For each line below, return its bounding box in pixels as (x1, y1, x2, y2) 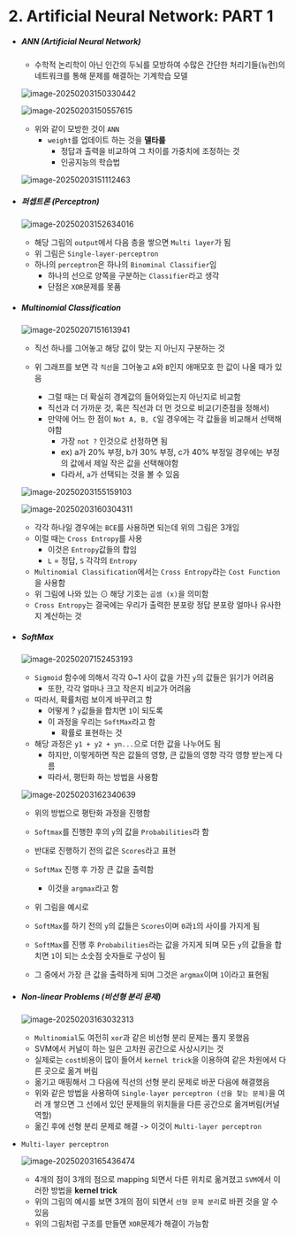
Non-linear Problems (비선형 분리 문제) (20, 991, 161, 1001)
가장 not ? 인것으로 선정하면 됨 (60, 436, 169, 446)
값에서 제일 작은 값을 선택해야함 (70, 458, 179, 468)
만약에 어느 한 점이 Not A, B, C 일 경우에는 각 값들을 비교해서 (47, 414, 259, 424)
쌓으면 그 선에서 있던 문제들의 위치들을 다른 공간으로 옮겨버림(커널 (53, 1099, 280, 1109)
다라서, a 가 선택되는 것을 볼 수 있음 (60, 469, 180, 480)
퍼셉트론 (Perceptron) (20, 196, 100, 206)
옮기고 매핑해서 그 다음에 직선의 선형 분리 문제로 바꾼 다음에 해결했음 (34, 1077, 270, 1087)
